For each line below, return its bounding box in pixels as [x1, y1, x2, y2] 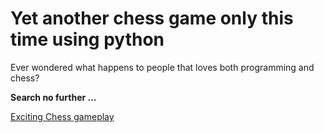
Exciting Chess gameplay [10, 110, 115, 122]
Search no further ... [10, 91, 97, 103]
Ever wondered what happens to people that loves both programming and [10, 61, 315, 73]
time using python [10, 28, 165, 51]
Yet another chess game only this [10, 7, 294, 30]
